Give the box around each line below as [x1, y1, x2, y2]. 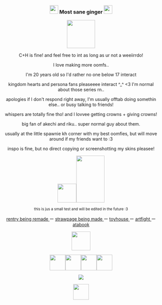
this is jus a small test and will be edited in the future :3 [33, 206, 128, 212]
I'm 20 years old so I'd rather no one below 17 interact [25, 71, 137, 77]
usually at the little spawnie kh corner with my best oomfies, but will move [4, 130, 157, 137]
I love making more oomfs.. [52, 62, 109, 68]
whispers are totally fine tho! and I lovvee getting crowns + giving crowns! [4, 111, 157, 117]
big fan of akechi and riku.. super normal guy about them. [21, 121, 140, 127]
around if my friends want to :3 [49, 136, 113, 142]
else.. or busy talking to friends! [48, 101, 113, 107]
